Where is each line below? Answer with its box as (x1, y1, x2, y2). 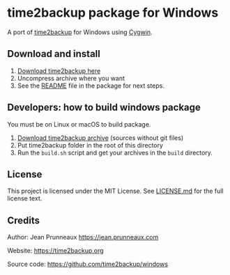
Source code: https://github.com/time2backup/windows (7, 260, 169, 269)
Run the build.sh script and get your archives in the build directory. (17, 148, 213, 157)
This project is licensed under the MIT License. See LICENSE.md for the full (7, 187, 224, 196)
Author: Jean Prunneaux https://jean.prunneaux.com (7, 233, 159, 242)
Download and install (7, 48, 101, 60)
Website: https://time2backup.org (7, 246, 104, 255)
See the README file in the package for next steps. (17, 81, 165, 90)
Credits (7, 214, 40, 226)
